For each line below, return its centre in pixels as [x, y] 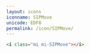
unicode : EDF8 [24, 23]
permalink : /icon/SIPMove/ [40, 28]
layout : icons [24, 12]
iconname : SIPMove [29, 17]
